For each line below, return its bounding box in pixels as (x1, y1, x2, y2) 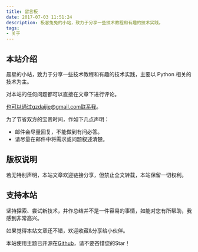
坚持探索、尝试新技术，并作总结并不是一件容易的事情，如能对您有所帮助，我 (6, 207, 192, 214)
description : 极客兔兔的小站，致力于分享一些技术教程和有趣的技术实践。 (6, 19, 164, 25)
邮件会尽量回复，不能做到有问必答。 (14, 128, 103, 135)
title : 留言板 (6, 8, 38, 15)
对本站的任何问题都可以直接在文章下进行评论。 (6, 90, 120, 97)
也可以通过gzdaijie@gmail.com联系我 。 (6, 103, 102, 110)
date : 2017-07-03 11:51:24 (6, 14, 72, 20)
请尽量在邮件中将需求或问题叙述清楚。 (14, 135, 108, 142)
